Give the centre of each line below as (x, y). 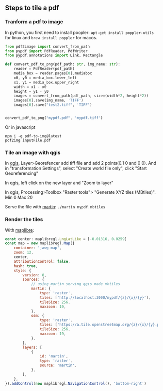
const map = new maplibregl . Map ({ (40, 243)
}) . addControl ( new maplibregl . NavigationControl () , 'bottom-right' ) (76, 383)
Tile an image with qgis (33, 153)
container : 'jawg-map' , (38, 248)
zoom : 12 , (24, 253)
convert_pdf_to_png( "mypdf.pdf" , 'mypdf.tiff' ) (54, 118)
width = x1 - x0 (30, 87)
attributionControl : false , (42, 261)
